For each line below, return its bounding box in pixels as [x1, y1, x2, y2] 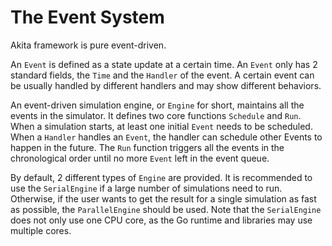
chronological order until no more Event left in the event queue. [10, 152, 270, 164]
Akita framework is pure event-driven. [10, 39, 167, 51]
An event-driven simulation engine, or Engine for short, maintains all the [10, 99, 305, 111]
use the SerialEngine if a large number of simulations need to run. [10, 182, 283, 194]
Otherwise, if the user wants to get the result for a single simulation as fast [10, 192, 317, 205]
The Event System [10, 6, 165, 29]
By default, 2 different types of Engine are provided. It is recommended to [10, 171, 313, 183]
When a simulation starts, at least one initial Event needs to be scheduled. [10, 120, 313, 132]
